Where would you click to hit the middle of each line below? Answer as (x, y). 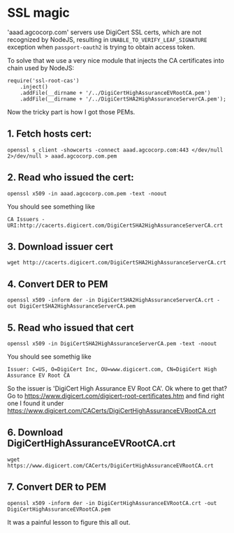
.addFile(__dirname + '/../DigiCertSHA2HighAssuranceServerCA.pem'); (123, 99)
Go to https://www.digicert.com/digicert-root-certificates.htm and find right (116, 396)
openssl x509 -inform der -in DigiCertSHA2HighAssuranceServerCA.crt (111, 300)
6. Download (35, 433)
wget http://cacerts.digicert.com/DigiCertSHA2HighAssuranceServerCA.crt (117, 263)
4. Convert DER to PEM (58, 284)
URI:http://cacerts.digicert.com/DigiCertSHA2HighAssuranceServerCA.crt (115, 225)
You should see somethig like (50, 356)
